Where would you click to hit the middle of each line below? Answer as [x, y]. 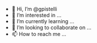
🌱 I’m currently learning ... [43, 21]
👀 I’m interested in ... [36, 15]
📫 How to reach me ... [39, 34]
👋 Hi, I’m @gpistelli [34, 9]
